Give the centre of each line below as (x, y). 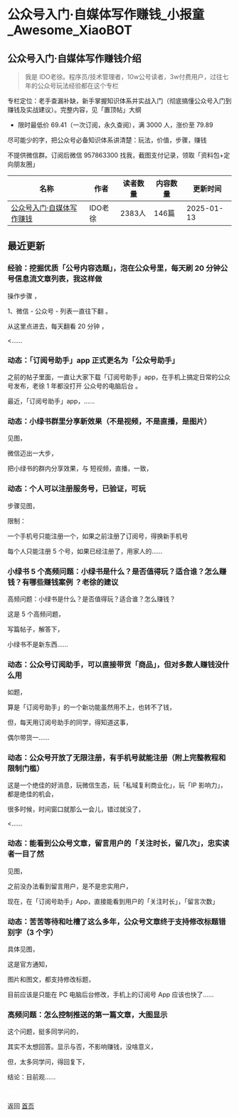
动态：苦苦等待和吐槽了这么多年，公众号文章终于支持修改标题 (113, 922)
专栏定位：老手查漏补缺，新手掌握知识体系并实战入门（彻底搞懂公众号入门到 (119, 101)
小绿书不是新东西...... (38, 644)
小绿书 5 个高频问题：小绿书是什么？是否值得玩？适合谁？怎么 (113, 571)
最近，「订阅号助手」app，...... (51, 401)
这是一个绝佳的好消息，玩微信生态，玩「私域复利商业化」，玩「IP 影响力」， (117, 786)
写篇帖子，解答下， (36, 629)
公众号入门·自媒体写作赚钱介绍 (75, 58)
